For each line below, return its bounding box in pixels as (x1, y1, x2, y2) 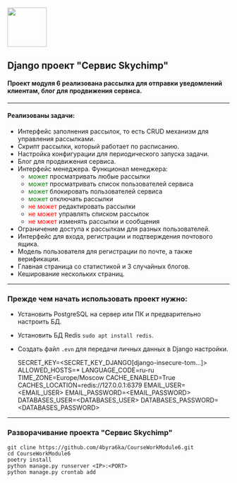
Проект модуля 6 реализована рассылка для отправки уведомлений (7, 79, 222, 88)
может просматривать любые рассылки (28, 172, 150, 180)
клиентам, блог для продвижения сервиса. (7, 87, 142, 95)
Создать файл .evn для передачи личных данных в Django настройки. (17, 345, 229, 353)
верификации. (17, 254, 61, 263)
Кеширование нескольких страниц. (17, 269, 125, 278)
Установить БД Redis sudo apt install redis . (17, 331, 154, 340)
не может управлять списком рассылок (28, 209, 150, 218)
